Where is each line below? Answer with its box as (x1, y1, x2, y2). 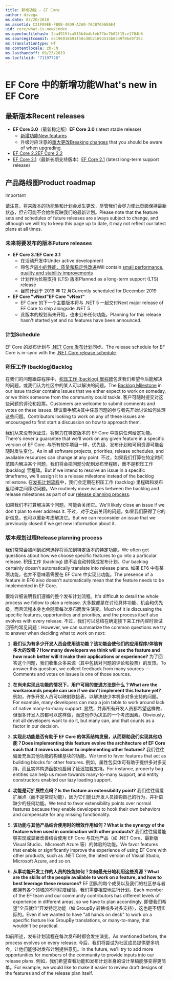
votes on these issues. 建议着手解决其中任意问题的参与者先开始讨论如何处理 (5, 407, 166, 413)
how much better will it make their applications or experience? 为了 (12, 653, 159, 659)
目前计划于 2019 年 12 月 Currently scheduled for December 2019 (20, 288, 157, 294)
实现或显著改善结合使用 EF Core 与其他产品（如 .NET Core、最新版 (17, 835, 159, 841)
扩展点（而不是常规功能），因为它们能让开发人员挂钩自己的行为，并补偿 (12, 794, 163, 800)
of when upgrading (20, 145, 61, 151)
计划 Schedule (5, 331, 40, 338)
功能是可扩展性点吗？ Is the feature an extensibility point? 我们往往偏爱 (12, 788, 164, 794)
